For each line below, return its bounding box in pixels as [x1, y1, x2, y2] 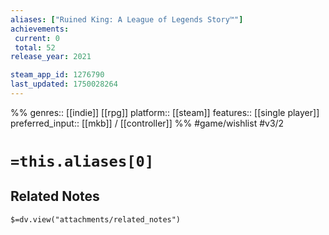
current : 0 [14, 33, 60, 43]
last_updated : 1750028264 [10, 79, 118, 90]
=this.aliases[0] [10, 152, 155, 171]
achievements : [10, 24, 70, 34]
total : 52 [14, 42, 56, 53]
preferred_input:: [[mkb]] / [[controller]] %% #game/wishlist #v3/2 [10, 117, 285, 129]
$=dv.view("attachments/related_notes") [10, 214, 182, 225]
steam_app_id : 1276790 [10, 70, 105, 80]
